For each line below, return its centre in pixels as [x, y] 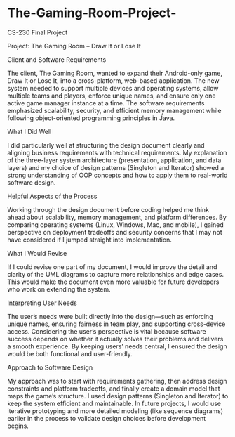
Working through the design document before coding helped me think [108, 209]
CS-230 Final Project [38, 32]
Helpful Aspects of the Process [52, 196]
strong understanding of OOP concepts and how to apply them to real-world [117, 175]
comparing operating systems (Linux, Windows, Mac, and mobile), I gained [116, 224]
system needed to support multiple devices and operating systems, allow [113, 88]
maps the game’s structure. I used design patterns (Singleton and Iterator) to [118, 396]
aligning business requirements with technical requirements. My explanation [117, 152]
